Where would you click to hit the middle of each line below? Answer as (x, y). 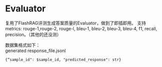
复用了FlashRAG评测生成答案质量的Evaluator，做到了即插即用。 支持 (76, 23)
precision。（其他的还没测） (33, 34)
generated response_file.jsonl (36, 51)
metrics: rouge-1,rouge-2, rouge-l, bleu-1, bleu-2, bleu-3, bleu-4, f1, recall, (81, 28)
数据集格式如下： (23, 45)
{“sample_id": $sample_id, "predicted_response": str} (63, 60)
